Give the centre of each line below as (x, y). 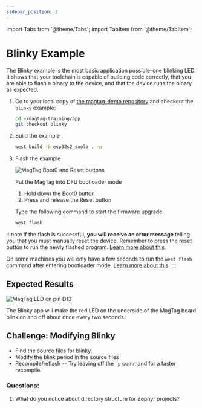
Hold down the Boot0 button (59, 193)
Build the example (37, 136)
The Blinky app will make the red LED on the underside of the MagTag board (101, 310)
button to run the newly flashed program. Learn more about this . (86, 247)
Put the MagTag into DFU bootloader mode (68, 182)
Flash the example (38, 158)
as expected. (22, 89)
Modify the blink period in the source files (67, 357)
